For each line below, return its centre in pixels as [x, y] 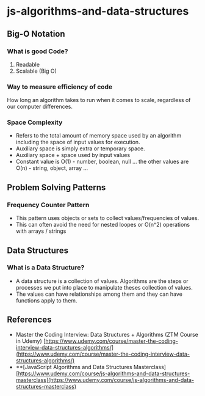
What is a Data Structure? [46, 268]
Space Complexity [35, 122]
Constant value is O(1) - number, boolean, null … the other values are [102, 162]
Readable [28, 64]
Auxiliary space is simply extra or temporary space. [80, 148]
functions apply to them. [46, 300]
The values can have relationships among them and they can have [99, 294]
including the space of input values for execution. [78, 142]
